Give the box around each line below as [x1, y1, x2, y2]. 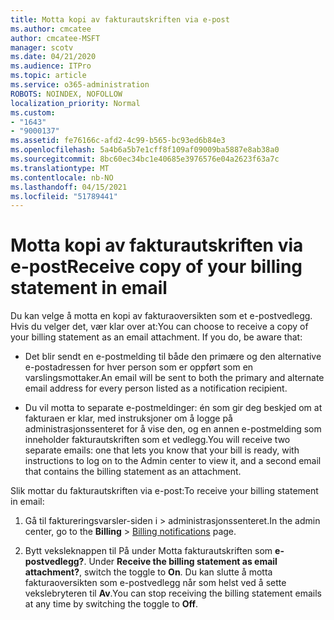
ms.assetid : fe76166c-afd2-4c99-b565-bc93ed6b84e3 [10, 136, 226, 146]
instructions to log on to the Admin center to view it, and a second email [24, 455, 322, 467]
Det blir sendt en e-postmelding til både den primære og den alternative [24, 351, 322, 363]
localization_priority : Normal [10, 98, 141, 108]
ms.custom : [10, 107, 56, 118]
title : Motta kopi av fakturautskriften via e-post [10, 14, 230, 25]
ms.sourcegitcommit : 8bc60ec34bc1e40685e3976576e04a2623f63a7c [10, 154, 280, 164]
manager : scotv [10, 42, 74, 53]
